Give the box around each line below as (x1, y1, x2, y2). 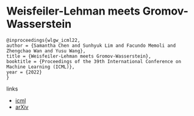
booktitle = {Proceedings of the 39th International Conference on (6, 58, 182, 64)
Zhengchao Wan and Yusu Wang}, (6, 47, 86, 54)
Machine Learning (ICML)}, (6, 64, 75, 70)
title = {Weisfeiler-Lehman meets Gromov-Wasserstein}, (6, 53, 151, 59)
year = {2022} (6, 69, 43, 75)
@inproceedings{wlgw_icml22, (6, 37, 81, 43)
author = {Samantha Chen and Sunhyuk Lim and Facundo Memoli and (6, 43, 176, 49)
